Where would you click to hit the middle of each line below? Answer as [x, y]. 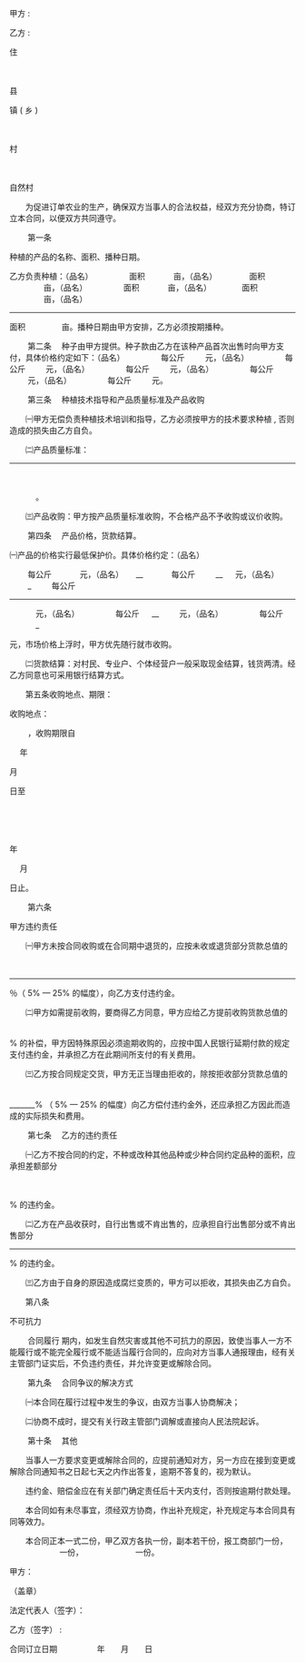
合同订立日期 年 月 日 [81, 1649]
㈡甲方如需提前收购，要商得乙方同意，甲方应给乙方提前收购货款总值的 [156, 1012]
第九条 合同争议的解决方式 [80, 1383]
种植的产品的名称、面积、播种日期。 [77, 257]
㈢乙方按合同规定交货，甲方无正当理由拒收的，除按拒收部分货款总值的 [156, 1074]
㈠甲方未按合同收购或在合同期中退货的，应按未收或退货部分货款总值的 [156, 946]
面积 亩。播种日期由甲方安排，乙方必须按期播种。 [119, 327]
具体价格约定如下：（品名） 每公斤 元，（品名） [137, 357]
